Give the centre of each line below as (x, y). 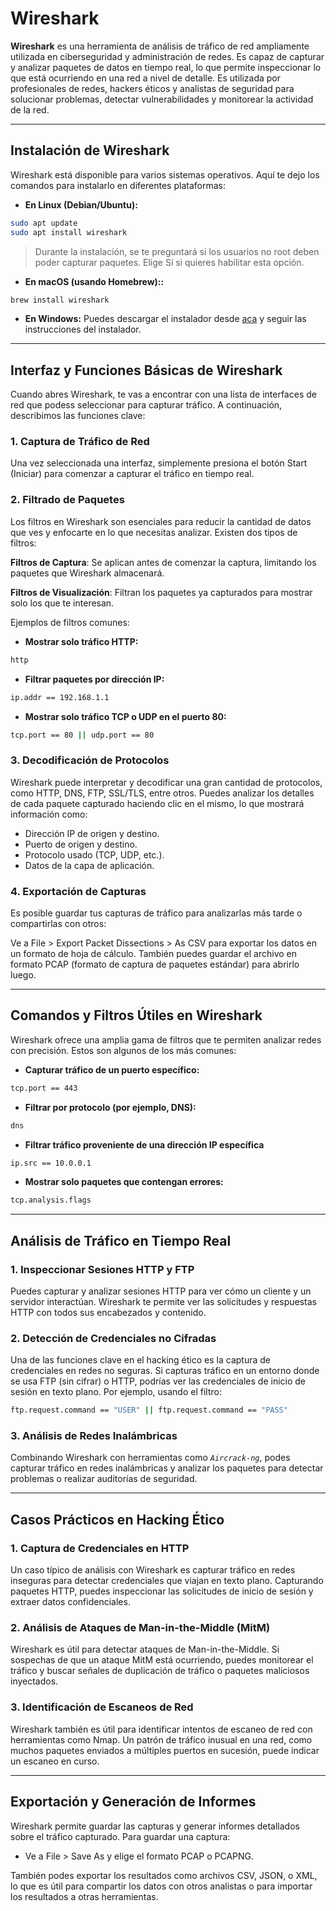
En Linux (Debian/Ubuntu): (81, 204)
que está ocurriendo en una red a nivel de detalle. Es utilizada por (146, 78)
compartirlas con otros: (58, 923)
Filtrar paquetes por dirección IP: (94, 679)
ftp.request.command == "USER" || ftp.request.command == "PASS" (149, 1410)
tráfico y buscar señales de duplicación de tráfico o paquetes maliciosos (160, 1671)
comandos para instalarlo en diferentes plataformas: (118, 185)
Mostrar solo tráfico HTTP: (81, 641)
